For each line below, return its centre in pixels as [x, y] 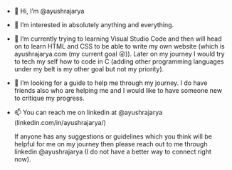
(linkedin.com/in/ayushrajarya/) [60, 122]
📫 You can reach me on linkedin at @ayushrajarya [88, 112]
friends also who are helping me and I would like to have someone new [118, 90]
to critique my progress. [49, 98]
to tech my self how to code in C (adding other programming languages [119, 61]
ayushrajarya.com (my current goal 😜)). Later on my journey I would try [120, 54]
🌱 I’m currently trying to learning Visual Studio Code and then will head [118, 39]
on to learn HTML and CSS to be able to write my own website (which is [120, 46]
